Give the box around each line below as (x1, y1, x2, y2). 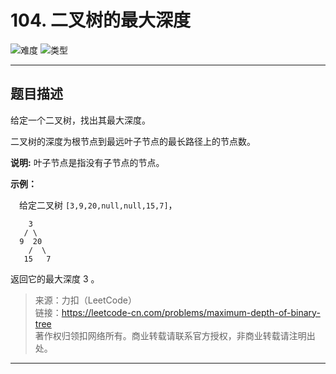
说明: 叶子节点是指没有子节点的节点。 (10, 156, 165, 168)
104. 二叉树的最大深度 (10, 9, 192, 32)
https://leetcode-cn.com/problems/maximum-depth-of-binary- (61, 306, 321, 318)
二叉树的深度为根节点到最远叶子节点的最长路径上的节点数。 (10, 135, 256, 147)
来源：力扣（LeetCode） (34, 294, 137, 306)
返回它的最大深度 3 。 (10, 272, 100, 285)
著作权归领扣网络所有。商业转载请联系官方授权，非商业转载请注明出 (34, 329, 316, 341)
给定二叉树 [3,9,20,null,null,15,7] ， (19, 199, 178, 211)
